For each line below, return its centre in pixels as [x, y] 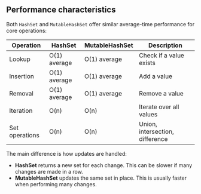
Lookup [20, 59]
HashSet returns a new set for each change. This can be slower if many [103, 165]
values [148, 114]
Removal [22, 93]
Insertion [22, 76]
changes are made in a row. [49, 171]
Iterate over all [159, 107]
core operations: [26, 30]
